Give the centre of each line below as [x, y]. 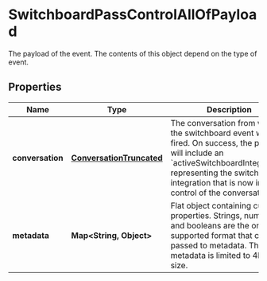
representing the [201, 173]
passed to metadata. [209, 245]
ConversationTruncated [117, 158]
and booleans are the [210, 225]
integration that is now [212, 182]
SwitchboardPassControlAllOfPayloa [133, 15]
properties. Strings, [206, 215]
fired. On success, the [211, 142]
